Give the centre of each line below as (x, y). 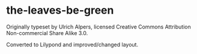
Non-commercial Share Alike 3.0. (47, 33)
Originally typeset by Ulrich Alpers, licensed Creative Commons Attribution (98, 27)
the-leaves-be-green (60, 10)
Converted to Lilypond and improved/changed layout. (72, 45)
